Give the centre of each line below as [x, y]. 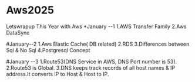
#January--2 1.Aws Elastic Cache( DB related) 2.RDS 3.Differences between [98, 44]
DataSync [18, 32]
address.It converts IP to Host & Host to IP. [58, 74]
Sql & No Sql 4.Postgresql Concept [48, 50]
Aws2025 [30, 10]
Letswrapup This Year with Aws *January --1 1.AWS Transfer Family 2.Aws [96, 26]
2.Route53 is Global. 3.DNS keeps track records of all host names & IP [91, 67]
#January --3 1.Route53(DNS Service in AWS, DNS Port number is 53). [92, 61]
